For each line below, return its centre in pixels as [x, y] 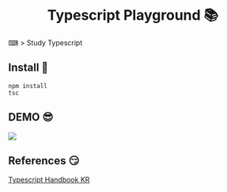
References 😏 [44, 161]
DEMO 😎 [31, 117]
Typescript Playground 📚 [133, 15]
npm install [28, 86]
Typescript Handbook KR [49, 180]
